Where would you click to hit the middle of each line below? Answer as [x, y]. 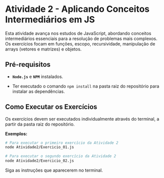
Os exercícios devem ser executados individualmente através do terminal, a [82, 119]
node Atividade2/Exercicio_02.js [40, 161]
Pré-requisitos [28, 65]
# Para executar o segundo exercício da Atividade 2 [61, 156]
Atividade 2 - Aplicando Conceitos [77, 9]
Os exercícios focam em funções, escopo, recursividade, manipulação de [80, 44]
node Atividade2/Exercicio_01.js [40, 147]
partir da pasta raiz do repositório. [40, 124]
